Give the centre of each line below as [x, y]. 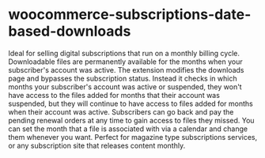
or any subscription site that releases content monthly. [97, 145]
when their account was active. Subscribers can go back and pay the [121, 111]
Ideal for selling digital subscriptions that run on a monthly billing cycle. [124, 53]
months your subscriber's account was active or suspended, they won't [125, 87]
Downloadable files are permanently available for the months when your [125, 62]
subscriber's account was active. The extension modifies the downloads [126, 70]
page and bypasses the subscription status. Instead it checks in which [123, 78]
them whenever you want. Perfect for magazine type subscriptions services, [133, 137]
